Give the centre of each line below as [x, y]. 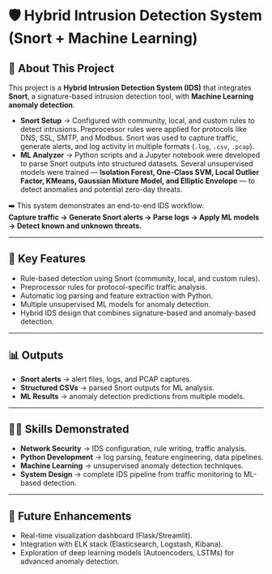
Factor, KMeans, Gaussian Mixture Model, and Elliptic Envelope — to [137, 181]
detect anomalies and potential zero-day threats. [101, 189]
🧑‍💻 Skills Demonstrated [69, 429]
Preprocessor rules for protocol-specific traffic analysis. [114, 287]
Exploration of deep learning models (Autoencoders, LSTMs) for [127, 553]
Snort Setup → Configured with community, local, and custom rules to [137, 121]
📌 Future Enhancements [70, 516]
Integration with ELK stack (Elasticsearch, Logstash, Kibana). [121, 544]
